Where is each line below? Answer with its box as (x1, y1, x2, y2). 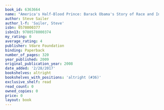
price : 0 (5, 93, 23, 98)
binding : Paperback (5, 48, 45, 53)
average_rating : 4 (5, 39, 42, 44)
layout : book (5, 98, 32, 103)
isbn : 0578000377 (5, 25, 41, 30)
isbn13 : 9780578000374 (5, 30, 51, 35)
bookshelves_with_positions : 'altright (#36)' (5, 75, 102, 80)
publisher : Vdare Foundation (5, 43, 64, 48)
